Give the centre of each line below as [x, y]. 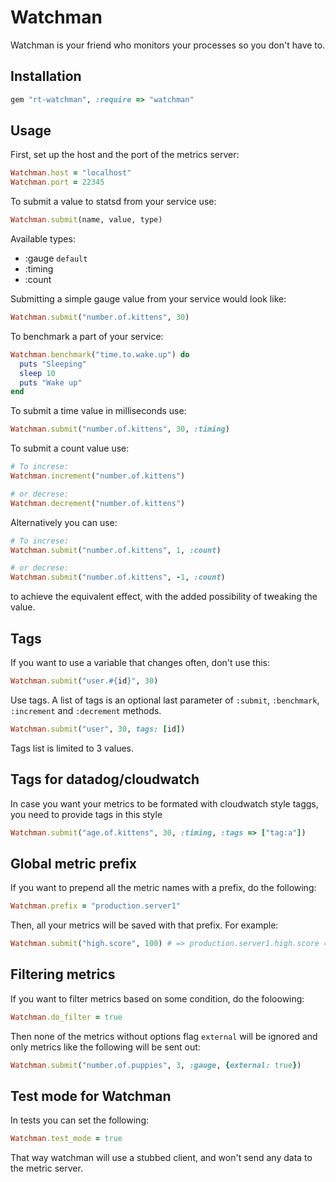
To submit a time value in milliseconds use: [98, 411]
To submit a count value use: [70, 448]
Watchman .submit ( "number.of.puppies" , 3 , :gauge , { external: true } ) [156, 1065]
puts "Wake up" [51, 382]
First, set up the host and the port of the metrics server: [125, 155]
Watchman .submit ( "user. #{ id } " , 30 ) [84, 681]
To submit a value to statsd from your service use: [113, 202]
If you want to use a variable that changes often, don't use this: [140, 662]
